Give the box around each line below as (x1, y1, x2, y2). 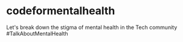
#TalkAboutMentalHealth (6, 30, 68, 37)
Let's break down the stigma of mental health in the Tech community (6, 24, 178, 31)
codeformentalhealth (6, 4, 115, 18)
